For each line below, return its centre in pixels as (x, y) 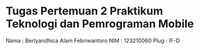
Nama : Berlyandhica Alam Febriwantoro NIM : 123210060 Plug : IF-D (93, 40)
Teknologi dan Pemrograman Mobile (100, 24)
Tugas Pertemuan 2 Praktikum (84, 11)
